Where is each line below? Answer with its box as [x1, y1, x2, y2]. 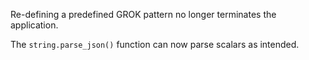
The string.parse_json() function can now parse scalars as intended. [10, 39, 300, 50]
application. [10, 19, 59, 31]
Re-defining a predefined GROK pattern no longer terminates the [10, 9, 277, 20]
